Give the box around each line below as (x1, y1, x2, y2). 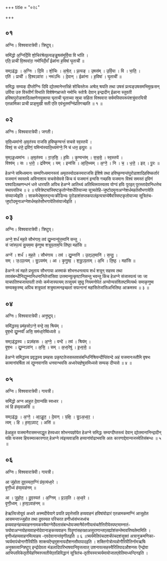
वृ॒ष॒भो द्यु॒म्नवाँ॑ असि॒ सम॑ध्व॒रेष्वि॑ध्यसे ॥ (5, 329, 60, 335)
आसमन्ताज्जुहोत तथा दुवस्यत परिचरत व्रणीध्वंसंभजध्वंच (5, 516, 89, 522)
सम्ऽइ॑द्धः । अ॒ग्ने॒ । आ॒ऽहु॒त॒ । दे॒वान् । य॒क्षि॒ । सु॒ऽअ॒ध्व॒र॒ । (5, 414, 94, 420)
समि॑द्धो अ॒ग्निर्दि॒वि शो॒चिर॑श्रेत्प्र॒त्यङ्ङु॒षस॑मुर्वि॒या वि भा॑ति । (5, 52, 88, 58)
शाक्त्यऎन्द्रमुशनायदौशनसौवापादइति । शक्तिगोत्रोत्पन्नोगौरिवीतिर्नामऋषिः (38, 538, 146, 544)
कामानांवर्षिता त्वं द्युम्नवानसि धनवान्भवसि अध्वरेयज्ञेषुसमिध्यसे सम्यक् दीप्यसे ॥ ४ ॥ (5, 360, 132, 366)
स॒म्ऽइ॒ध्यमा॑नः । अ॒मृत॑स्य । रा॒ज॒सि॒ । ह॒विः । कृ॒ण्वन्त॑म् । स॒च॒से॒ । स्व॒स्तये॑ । (5, 154, 123, 160)
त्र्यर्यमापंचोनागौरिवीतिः (5, 538, 38, 544)
